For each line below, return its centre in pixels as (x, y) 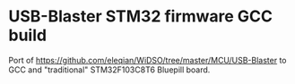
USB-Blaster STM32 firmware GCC (141, 17)
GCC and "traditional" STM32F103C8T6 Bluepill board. (109, 70)
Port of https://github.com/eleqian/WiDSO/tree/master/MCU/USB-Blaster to (148, 60)
